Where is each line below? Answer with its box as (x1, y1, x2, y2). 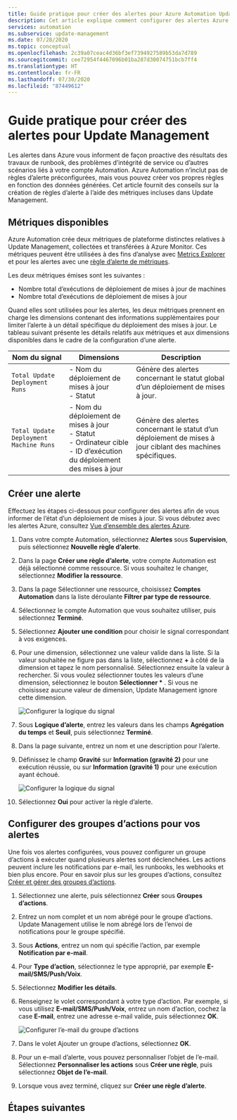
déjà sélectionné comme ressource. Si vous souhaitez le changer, (18, 564, 209, 572)
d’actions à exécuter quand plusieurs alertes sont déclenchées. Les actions (8, 855, 226, 864)
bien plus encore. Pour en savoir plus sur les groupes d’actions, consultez (8, 870, 222, 878)
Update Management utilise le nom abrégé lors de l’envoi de (18, 920, 193, 928)
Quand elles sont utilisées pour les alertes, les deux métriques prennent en (8, 306, 225, 314)
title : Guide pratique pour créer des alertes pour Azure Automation (8, 10, 217, 18)
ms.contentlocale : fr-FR (8, 69, 81, 76)
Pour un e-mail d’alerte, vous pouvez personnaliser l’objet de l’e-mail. (18, 1052, 219, 1061)
